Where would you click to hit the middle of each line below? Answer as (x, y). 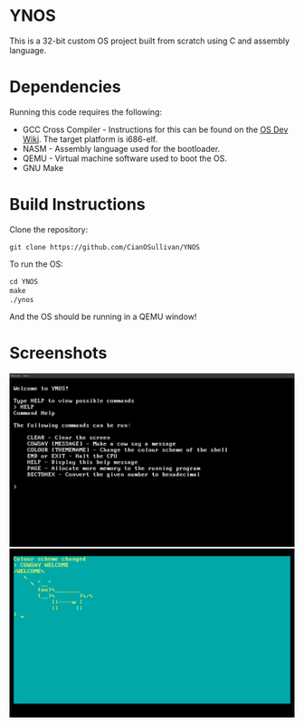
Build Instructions (78, 205)
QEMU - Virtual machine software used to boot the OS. (125, 158)
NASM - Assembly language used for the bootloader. (121, 148)
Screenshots (58, 353)
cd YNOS (24, 281)
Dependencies (65, 87)
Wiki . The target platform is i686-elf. (90, 139)
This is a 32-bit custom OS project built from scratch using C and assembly (150, 41)
